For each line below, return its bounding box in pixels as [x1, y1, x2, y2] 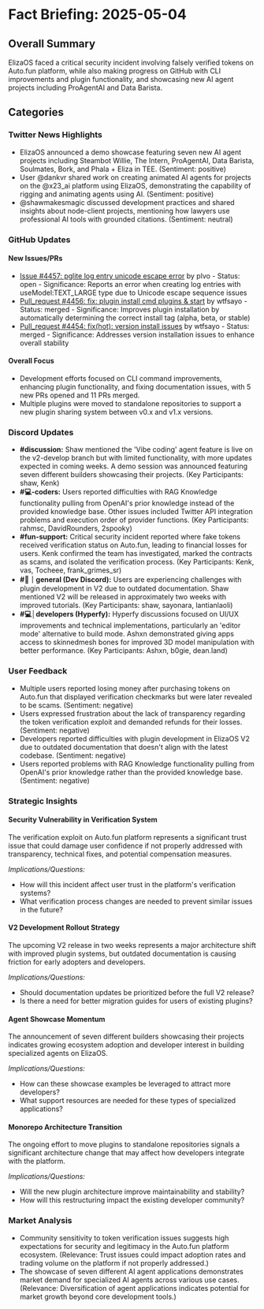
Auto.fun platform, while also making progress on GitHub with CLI [8, 66, 221, 76]
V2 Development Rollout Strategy [8, 923, 121, 932]
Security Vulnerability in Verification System [8, 815, 158, 825]
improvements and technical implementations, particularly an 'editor [19, 621, 241, 630]
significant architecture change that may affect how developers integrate [8, 1148, 245, 1158]
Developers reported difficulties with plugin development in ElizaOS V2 [19, 733, 251, 743]
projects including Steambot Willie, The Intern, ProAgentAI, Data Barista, [19, 155, 255, 165]
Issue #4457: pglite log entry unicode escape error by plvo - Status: [19, 270, 240, 281]
